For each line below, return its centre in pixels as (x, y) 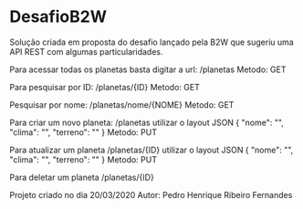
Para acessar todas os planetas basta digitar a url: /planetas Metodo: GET (148, 69)
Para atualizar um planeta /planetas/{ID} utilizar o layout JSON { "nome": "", (151, 150)
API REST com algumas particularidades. (86, 51)
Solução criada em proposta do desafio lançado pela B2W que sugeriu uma (151, 42)
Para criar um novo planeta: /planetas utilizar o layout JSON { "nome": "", (147, 122)
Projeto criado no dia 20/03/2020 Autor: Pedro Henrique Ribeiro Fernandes (151, 194)
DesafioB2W (58, 17)
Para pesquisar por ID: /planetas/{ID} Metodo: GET (105, 87)
